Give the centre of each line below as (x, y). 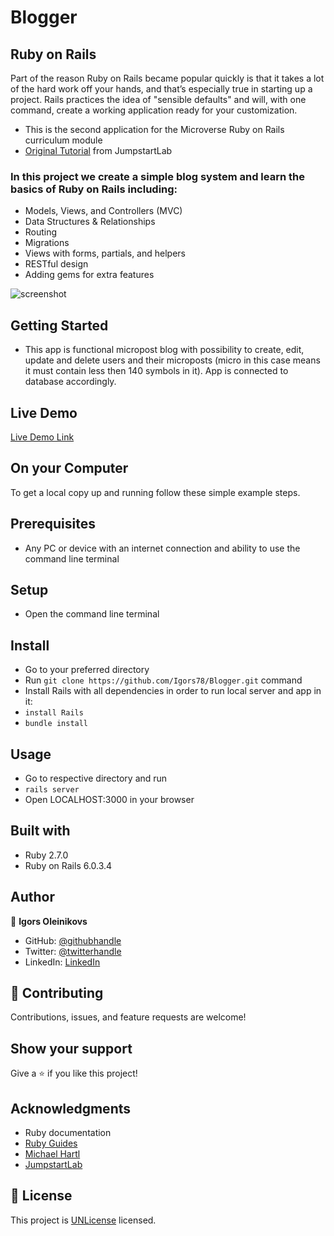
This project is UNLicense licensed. (83, 1220)
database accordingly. (70, 382)
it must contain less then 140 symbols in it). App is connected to (156, 371)
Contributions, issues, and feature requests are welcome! (128, 1017)
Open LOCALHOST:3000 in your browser (109, 799)
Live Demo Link (42, 437)
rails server (52, 789)
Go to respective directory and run (96, 778)
